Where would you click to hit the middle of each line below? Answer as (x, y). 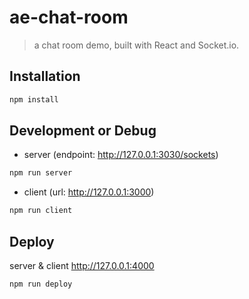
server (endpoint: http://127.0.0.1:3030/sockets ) (121, 155)
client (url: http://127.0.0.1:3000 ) (89, 192)
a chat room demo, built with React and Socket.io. (136, 45)
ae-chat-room (69, 17)
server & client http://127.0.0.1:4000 (82, 265)
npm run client (41, 211)
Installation (45, 76)
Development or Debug (83, 131)
